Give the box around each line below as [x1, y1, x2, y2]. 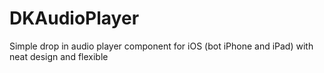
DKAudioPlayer [9, 7, 140, 30]
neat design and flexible [9, 50, 109, 62]
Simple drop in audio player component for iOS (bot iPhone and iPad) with [9, 40, 314, 52]
